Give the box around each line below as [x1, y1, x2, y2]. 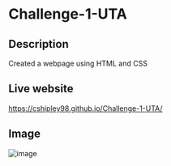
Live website [8, 82, 75, 96]
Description [8, 37, 69, 51]
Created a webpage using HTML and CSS [8, 58, 148, 68]
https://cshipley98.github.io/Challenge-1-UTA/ [8, 103, 164, 113]
